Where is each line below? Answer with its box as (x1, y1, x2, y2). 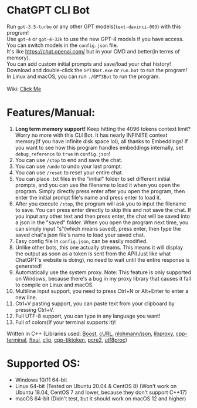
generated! (15, 262, 42, 269)
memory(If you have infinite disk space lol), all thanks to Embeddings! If (15, 137, 188, 144)
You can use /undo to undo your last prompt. (15, 163, 123, 170)
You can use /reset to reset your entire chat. (15, 168, 124, 176)
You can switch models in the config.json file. (6, 42, 118, 49)
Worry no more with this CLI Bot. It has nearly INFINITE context (15, 131, 168, 139)
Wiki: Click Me (6, 85, 42, 92)
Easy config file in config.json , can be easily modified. (15, 237, 148, 244)
